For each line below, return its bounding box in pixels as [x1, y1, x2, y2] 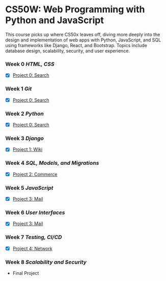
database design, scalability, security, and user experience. [5, 48, 130, 54]
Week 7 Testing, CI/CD [5, 234, 62, 241]
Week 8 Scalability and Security [5, 258, 87, 266]
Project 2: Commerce [12, 171, 58, 177]
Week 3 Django [5, 135, 44, 142]
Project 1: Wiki [12, 146, 43, 153]
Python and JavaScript [5, 14, 104, 26]
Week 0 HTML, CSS [5, 60, 54, 68]
